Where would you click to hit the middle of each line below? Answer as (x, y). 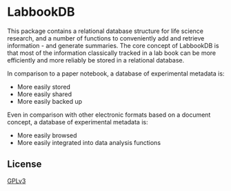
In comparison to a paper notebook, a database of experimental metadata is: (116, 74)
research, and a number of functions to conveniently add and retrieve (106, 38)
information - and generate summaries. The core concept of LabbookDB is (113, 45)
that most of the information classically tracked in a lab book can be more (111, 53)
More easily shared (44, 94)
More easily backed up (50, 101)
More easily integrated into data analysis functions (89, 142)
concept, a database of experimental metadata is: (78, 122)
